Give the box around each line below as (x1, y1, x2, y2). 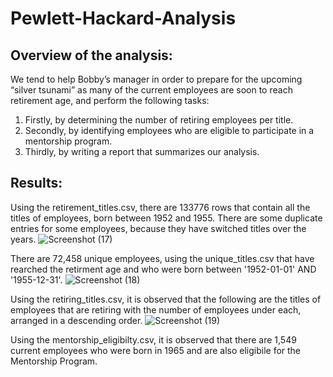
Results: (10, 175, 63, 192)
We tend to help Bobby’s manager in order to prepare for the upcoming (10, 73, 303, 85)
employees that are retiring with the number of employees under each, (10, 303, 302, 316)
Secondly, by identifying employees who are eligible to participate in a (24, 125, 315, 136)
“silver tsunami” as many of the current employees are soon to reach (10, 84, 293, 96)
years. (10, 233, 37, 245)
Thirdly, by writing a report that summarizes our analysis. (24, 146, 260, 157)
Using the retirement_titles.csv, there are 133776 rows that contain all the (10, 201, 311, 213)
